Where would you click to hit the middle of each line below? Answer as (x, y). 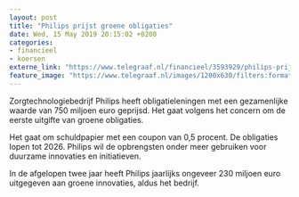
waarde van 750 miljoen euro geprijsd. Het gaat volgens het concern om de (148, 110)
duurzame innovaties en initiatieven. (75, 156)
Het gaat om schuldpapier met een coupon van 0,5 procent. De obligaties (144, 137)
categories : (31, 42)
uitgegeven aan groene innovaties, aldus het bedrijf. (105, 183)
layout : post (33, 17)
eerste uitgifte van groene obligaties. (77, 119)
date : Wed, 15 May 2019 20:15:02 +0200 (83, 34)
